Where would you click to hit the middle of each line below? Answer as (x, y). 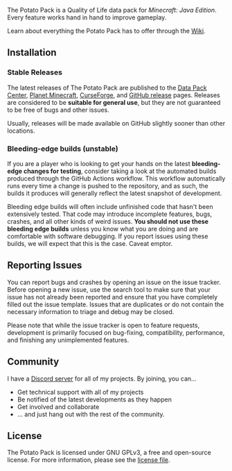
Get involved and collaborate (58, 406)
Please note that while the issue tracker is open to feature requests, (104, 325)
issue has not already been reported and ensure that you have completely (113, 297)
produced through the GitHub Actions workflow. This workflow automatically (116, 178)
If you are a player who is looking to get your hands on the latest (99, 163)
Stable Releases (35, 72)
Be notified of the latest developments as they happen (94, 399)
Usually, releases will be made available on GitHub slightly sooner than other (116, 123)
